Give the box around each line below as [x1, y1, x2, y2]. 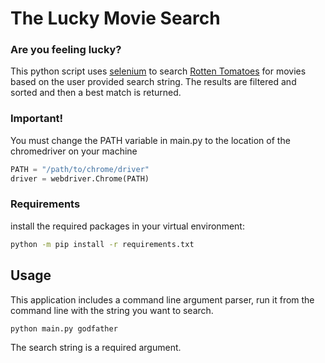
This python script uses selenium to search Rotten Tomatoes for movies [10, 65, 307, 77]
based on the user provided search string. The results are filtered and [10, 76, 297, 88]
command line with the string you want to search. [10, 304, 214, 316]
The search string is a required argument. [10, 342, 182, 354]
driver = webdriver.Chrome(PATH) [10, 173, 150, 184]
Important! [10, 112, 64, 126]
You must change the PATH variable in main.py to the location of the [10, 134, 291, 146]
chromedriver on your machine [10, 145, 138, 157]
